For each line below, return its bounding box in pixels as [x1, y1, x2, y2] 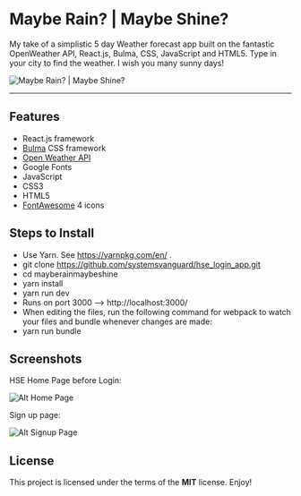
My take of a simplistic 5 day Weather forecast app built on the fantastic [9, 38, 275, 49]
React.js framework [21, 133, 95, 143]
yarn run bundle [21, 325, 82, 336]
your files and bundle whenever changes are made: [21, 316, 212, 327]
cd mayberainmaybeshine [21, 269, 118, 279]
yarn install [21, 278, 64, 288]
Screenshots [9, 351, 82, 366]
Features [9, 109, 60, 124]
